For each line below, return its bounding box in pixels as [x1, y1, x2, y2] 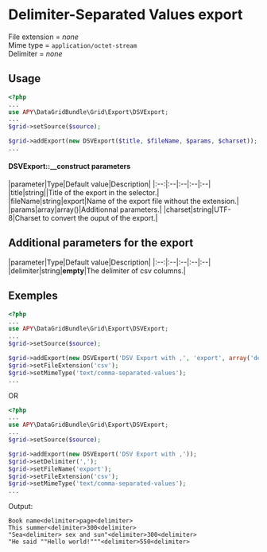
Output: [8, 502, 33, 511]
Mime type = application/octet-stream [8, 40, 137, 49]
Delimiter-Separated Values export [8, 6, 243, 24]
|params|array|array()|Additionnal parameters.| [8, 205, 162, 214]
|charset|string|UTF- [163, 205, 232, 214]
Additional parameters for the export [8, 237, 194, 250]
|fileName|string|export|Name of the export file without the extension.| [8, 197, 240, 206]
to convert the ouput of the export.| [42, 213, 158, 223]
